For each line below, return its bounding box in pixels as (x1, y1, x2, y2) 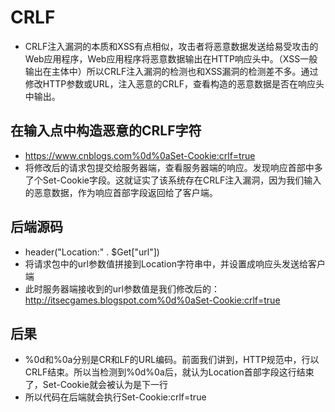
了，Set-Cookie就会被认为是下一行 (24, 379, 168, 391)
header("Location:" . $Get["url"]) (24, 246, 160, 258)
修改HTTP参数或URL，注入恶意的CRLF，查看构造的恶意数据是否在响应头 (24, 77, 325, 90)
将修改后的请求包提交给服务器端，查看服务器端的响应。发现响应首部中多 (24, 161, 323, 173)
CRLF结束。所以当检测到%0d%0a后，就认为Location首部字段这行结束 (24, 366, 315, 378)
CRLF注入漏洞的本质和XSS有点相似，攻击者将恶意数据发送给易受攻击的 (24, 40, 319, 52)
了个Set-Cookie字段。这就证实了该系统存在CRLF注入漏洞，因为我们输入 (24, 174, 322, 186)
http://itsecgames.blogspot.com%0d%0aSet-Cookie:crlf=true (24, 294, 281, 306)
